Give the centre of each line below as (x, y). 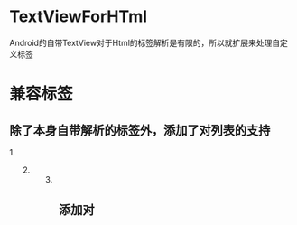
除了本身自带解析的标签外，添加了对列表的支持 (140, 130)
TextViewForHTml (78, 17)
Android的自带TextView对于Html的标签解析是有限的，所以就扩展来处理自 (145, 42)
